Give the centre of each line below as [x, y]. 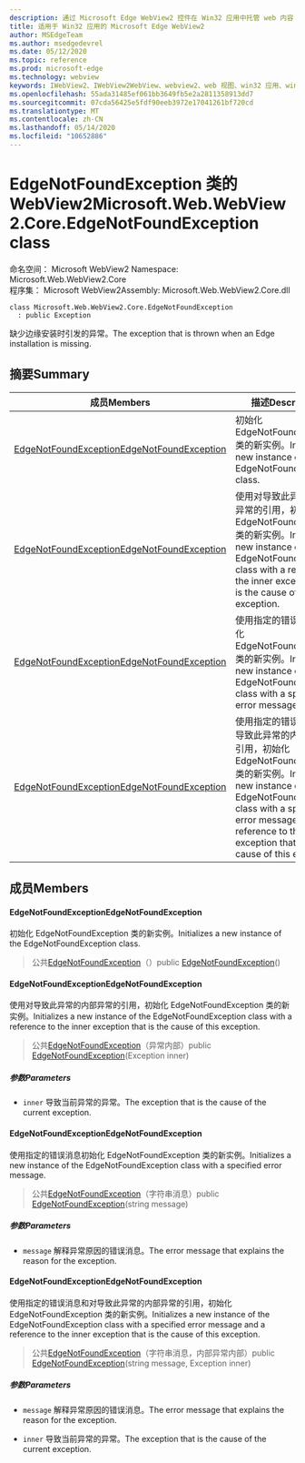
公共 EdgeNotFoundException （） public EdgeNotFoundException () [156, 963]
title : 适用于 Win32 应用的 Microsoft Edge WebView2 [107, 26]
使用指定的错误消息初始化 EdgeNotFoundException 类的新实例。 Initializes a [151, 1155]
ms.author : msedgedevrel [56, 43]
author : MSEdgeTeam [46, 35]
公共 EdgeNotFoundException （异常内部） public [121, 1045]
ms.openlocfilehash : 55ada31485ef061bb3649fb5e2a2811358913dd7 [132, 94]
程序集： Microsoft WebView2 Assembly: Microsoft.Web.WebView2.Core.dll [150, 290]
